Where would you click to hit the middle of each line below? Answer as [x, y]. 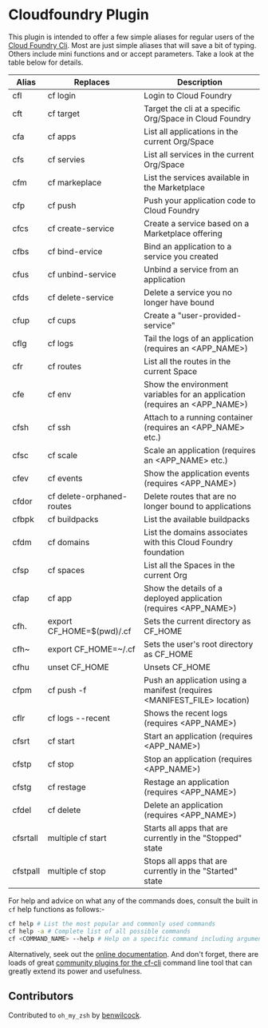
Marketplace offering [183, 233]
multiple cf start [77, 838]
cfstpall [26, 871]
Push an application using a [195, 679]
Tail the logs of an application [198, 338]
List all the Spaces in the [189, 565]
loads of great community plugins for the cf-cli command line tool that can [130, 962]
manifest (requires [178, 690]
